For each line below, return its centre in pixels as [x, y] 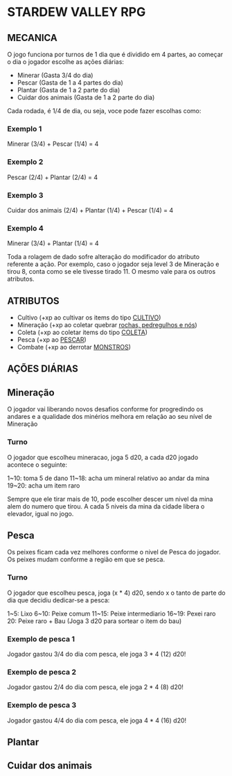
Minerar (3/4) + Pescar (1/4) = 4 [53, 144]
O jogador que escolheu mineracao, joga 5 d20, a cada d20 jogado [103, 457]
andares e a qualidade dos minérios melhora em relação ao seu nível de [110, 417]
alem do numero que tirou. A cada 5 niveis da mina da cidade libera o [106, 506]
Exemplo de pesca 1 [41, 638]
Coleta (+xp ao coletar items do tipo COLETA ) [82, 332]
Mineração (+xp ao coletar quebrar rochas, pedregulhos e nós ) [107, 325]
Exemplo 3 [25, 195]
